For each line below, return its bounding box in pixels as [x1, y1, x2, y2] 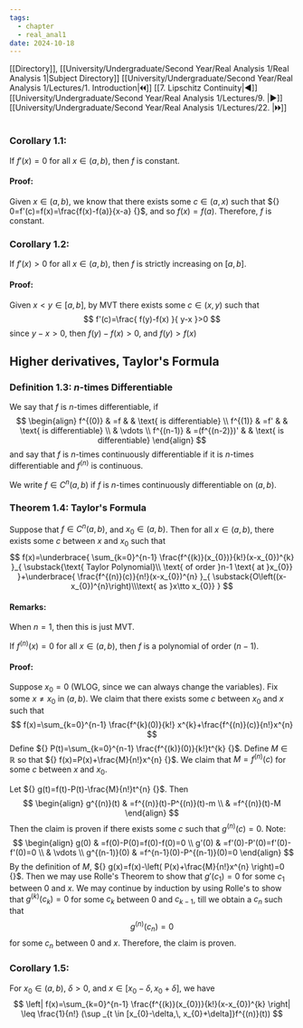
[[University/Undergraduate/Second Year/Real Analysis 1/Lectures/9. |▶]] [9, 92, 283, 104]
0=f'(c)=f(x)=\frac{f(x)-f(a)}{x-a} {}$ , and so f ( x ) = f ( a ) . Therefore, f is [9, 205, 272, 217]
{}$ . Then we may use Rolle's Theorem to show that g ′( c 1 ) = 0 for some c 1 [9, 871, 285, 883]
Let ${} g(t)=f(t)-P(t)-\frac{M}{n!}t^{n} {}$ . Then [9, 784, 189, 795]
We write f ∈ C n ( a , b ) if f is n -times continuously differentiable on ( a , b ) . [9, 477, 278, 490]
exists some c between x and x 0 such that [9, 536, 166, 548]
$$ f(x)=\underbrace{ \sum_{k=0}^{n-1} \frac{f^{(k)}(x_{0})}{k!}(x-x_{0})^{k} [9, 552, 295, 563]
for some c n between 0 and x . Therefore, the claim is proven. [9, 938, 237, 950]
